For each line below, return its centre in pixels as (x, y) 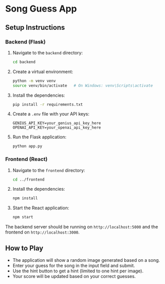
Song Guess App (41, 9)
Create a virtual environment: (43, 72)
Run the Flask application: (39, 137)
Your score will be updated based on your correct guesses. (74, 276)
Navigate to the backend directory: (48, 52)
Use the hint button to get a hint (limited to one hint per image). (78, 271)
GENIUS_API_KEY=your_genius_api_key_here (57, 123)
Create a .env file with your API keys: (51, 114)
